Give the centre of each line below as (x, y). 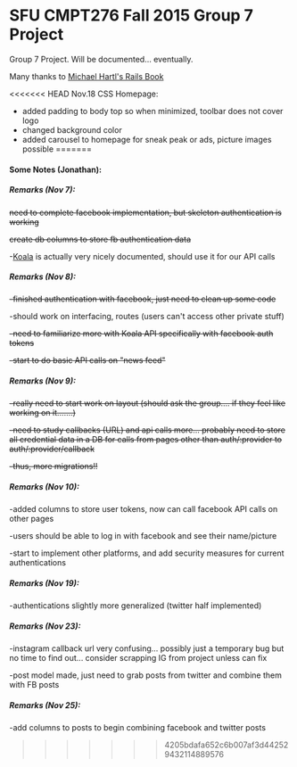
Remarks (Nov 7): (42, 190)
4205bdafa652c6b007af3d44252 (227, 745)
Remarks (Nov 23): (45, 626)
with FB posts (34, 685)
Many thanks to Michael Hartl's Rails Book (87, 76)
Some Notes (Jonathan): (56, 169)
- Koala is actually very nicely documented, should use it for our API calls (142, 256)
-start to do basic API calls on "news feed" (87, 360)
